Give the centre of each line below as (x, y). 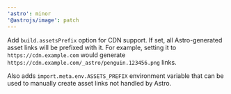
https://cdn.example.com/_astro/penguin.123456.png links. (92, 62)
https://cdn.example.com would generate (66, 55)
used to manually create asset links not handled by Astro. (89, 83)
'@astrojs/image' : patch (43, 20)
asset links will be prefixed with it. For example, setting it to (92, 47)
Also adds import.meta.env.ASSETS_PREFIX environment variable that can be (115, 76)
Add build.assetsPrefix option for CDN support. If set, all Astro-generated (115, 40)
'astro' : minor (29, 14)
